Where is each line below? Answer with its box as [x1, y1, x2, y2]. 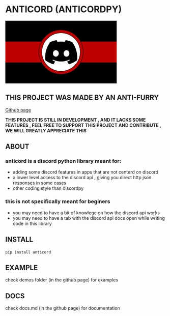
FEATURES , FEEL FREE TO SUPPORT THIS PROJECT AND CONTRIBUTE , [5, 122, 161, 128]
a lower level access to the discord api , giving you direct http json [12, 175, 152, 181]
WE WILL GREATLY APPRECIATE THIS [5, 127, 87, 133]
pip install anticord [5, 249, 51, 255]
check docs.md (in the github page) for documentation [5, 305, 121, 311]
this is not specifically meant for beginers [5, 198, 110, 205]
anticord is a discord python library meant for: [5, 158, 121, 165]
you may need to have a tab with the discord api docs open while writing [12, 215, 165, 221]
